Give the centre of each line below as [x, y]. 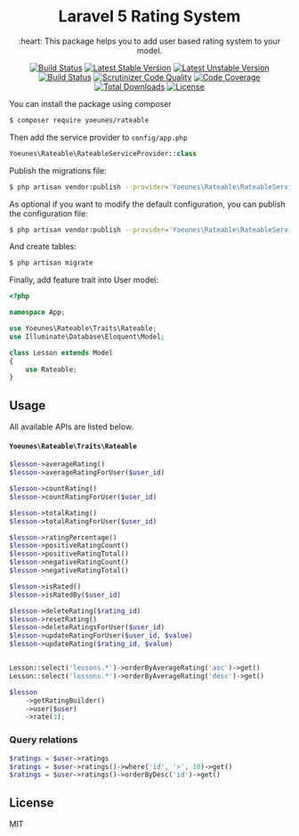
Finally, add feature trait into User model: [84, 280]
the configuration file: [48, 213]
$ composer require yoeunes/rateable [79, 120]
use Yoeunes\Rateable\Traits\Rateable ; [83, 329]
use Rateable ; [51, 369]
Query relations [44, 740]
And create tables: [43, 247]
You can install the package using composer [90, 103]
